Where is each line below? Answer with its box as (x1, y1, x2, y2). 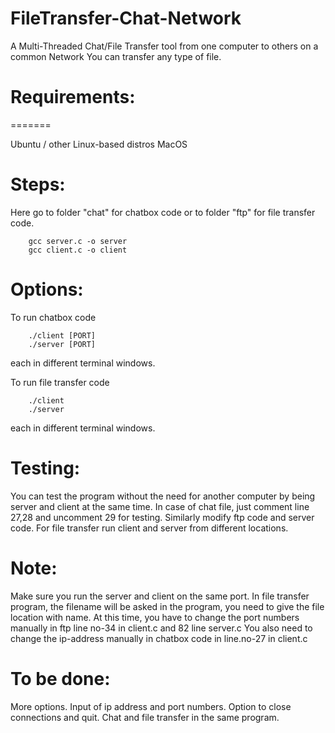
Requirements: (10, 86, 136, 109)
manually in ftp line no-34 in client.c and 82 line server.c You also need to (10, 622, 313, 634)
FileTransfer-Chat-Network (10, 7, 242, 30)
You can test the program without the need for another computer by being (10, 490, 316, 502)
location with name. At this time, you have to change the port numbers (10, 611, 300, 623)
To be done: (10, 667, 111, 690)
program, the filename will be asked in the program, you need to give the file (10, 600, 325, 612)
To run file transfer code (10, 376, 110, 388)
